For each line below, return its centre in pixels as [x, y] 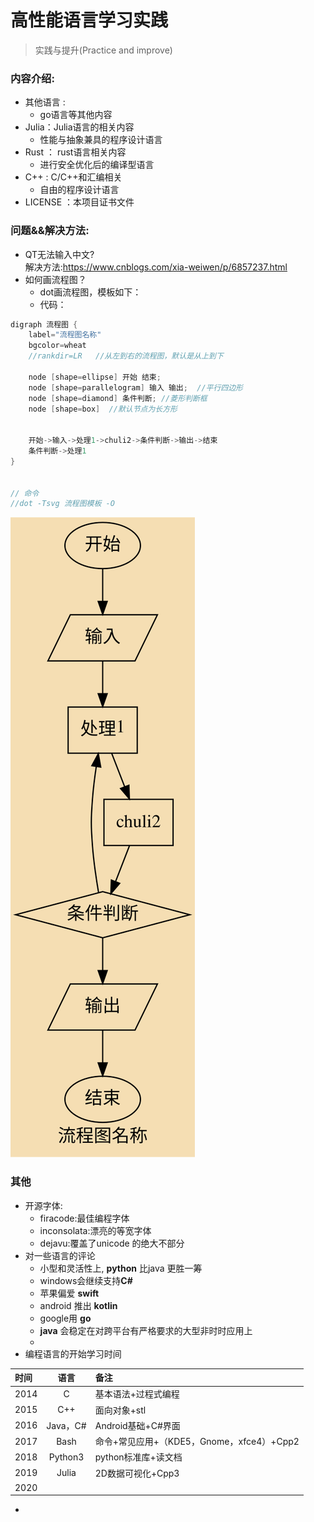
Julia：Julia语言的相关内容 [79, 127]
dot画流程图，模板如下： [90, 292]
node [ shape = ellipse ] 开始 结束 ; [95, 377]
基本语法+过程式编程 [137, 1394]
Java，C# [66, 1425]
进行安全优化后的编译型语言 [97, 165]
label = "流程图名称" [65, 335]
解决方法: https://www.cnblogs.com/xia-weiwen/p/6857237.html [156, 267]
